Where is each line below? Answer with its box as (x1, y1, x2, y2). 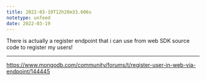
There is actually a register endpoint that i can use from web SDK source (6, 37, 190, 45)
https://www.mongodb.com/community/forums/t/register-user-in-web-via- (6, 61, 196, 69)
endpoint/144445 (6, 68, 50, 75)
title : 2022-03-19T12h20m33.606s (6, 9, 92, 15)
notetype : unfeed (6, 15, 51, 21)
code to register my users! (6, 44, 73, 51)
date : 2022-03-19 (6, 20, 51, 26)
